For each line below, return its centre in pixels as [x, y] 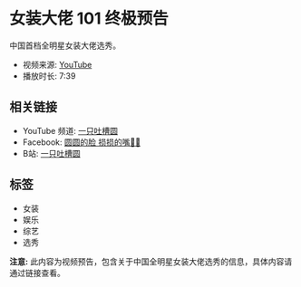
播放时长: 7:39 [49, 76]
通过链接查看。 [37, 273]
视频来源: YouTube [57, 64]
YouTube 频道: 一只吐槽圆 [70, 130]
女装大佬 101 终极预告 [89, 19]
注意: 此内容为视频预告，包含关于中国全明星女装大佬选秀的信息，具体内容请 [151, 261]
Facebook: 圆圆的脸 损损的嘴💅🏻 [82, 142]
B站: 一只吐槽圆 [51, 153]
